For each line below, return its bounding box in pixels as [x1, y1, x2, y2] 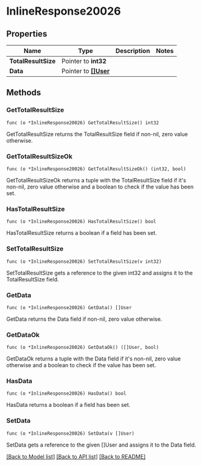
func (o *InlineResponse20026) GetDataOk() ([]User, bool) [6, 345, 159, 351]
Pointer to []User [61, 67, 110, 75]
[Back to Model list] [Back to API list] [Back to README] [6, 453, 146, 460]
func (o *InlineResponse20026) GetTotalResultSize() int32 [6, 120, 159, 126]
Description [115, 47, 150, 55]
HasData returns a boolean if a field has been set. [6, 401, 131, 409]
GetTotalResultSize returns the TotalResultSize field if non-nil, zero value [6, 130, 189, 138]
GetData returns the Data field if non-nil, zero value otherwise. [6, 315, 162, 323]
